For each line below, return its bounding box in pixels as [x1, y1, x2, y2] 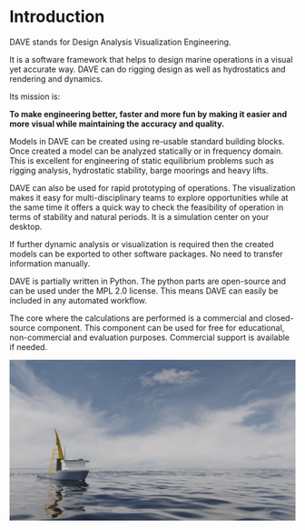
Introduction [9, 6, 105, 27]
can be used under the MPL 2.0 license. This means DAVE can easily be [9, 285, 279, 296]
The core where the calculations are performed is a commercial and [9, 312, 263, 324]
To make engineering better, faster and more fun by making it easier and [9, 108, 288, 119]
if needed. [9, 341, 48, 352]
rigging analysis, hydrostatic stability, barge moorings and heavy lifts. [9, 165, 270, 175]
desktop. [9, 221, 43, 232]
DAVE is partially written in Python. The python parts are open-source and [9, 275, 287, 286]
